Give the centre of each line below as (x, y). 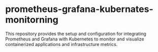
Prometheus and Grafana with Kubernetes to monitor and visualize (75, 39)
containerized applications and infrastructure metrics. (61, 44)
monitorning (32, 20)
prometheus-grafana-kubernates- (79, 9)
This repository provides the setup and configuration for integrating (76, 33)
